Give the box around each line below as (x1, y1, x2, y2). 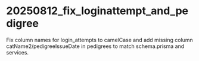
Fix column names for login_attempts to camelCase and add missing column (6, 36, 194, 43)
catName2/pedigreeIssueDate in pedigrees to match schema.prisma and (6, 43, 185, 50)
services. (6, 49, 29, 56)
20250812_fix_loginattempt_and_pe (6, 4, 189, 18)
